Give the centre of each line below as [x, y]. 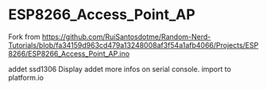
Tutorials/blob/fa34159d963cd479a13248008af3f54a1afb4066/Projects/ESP [133, 45]
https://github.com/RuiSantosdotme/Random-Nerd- [127, 37]
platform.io [26, 77]
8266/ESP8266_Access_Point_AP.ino [69, 53]
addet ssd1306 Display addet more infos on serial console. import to [120, 68]
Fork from [25, 37]
